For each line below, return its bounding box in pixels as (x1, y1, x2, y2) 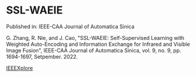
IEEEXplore (6, 64, 34, 71)
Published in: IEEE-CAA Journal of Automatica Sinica (6, 23, 135, 30)
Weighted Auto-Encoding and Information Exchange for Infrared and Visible (6, 41, 190, 48)
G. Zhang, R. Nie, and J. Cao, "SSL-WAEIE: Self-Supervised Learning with (6, 34, 185, 41)
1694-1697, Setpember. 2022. (6, 53, 78, 60)
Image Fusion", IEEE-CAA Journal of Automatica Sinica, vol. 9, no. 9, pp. (6, 46, 181, 53)
